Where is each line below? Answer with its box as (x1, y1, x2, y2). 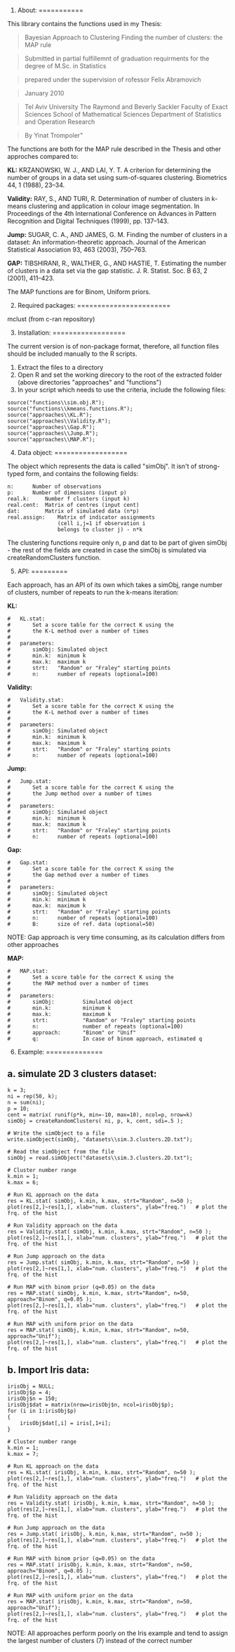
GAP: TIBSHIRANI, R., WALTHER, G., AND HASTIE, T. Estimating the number (7, 259, 227, 267)
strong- (198, 462, 220, 470)
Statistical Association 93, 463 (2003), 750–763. (7, 245, 147, 254)
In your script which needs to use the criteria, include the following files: (17, 386, 227, 394)
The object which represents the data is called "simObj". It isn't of (7, 462, 197, 470)
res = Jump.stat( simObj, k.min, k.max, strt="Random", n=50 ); (7, 1258, 199, 1266)
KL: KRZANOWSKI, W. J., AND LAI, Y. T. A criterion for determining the (7, 166, 212, 174)
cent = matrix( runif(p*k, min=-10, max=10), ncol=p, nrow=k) (7, 1111, 193, 1118)
